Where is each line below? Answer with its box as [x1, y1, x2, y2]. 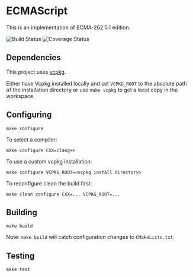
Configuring [6, 110, 52, 120]
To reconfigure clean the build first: [6, 180, 92, 187]
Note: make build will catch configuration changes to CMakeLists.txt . [6, 234, 175, 241]
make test [6, 266, 31, 273]
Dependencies [6, 52, 61, 63]
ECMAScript [6, 4, 68, 18]
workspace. [6, 92, 35, 99]
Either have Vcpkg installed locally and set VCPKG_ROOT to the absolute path [6, 80, 188, 87]
